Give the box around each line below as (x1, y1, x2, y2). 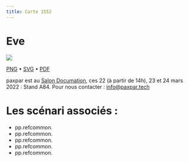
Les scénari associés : (6, 104, 118, 117)
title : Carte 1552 (6, 8, 52, 15)
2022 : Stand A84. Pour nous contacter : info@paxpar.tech (6, 83, 150, 90)
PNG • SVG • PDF (6, 65, 51, 72)
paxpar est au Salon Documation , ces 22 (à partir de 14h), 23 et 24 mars (6, 77, 183, 84)
